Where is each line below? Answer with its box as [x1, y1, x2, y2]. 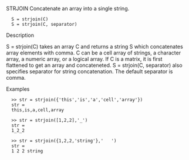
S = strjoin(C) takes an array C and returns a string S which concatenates [6, 43, 183, 50]
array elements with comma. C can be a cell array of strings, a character [6, 49, 181, 56]
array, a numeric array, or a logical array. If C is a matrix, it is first [6, 56, 163, 62]
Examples [6, 86, 30, 93]
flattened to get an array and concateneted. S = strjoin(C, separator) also [6, 62, 183, 69]
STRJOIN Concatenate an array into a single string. [6, 5, 130, 12]
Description [6, 32, 34, 39]
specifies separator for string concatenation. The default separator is [6, 68, 173, 75]
